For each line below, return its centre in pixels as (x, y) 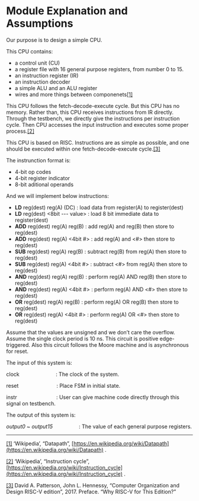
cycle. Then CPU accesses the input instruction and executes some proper (97, 125)
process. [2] (20, 131)
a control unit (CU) (37, 63)
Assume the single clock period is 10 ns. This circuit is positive (82, 339)
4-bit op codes (33, 172)
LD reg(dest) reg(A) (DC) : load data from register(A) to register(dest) (99, 207)
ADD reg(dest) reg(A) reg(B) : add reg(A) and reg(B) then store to (94, 226)
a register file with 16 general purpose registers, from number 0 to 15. (99, 69)
